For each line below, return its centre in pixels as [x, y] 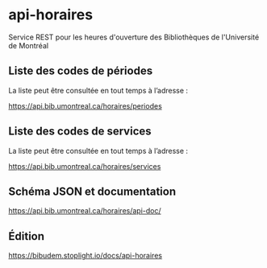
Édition [27, 236]
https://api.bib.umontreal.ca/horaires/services [85, 166]
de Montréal [29, 45]
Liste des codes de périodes [81, 71]
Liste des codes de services [80, 132]
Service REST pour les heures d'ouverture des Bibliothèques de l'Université [134, 37]
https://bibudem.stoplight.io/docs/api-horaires [86, 256]
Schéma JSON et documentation [92, 191]
